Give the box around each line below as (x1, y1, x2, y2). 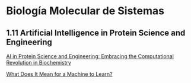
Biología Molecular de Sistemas (6, 4, 165, 18)
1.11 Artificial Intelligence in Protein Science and (6, 28, 186, 38)
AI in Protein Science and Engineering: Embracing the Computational (6, 53, 174, 60)
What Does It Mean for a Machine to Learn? (6, 71, 113, 78)
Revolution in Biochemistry (6, 59, 71, 66)
